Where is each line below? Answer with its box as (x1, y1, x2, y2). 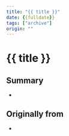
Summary (6, 75, 44, 85)
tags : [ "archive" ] (6, 20, 52, 26)
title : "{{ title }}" (6, 8, 61, 15)
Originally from (6, 109, 64, 119)
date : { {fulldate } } (6, 14, 55, 20)
